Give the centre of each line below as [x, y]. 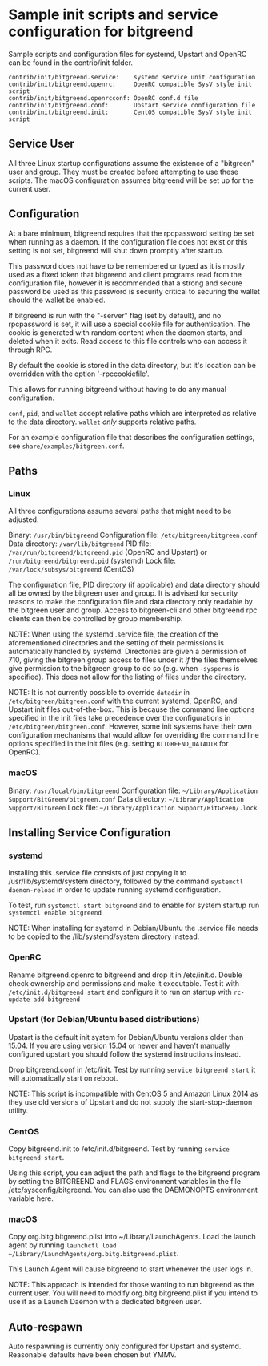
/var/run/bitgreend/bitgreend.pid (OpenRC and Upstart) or [108, 552]
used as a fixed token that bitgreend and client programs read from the [125, 274]
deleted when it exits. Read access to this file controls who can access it [128, 341]
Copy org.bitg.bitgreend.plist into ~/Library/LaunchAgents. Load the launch [132, 1237]
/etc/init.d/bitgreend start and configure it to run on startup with [120, 992]
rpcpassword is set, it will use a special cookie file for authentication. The [129, 324]
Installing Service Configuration [90, 833]
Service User [41, 144]
